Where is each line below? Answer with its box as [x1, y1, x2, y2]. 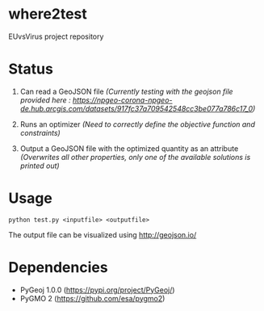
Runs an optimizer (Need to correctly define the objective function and [19, 119, 256, 129]
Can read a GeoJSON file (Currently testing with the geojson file [19, 86, 233, 96]
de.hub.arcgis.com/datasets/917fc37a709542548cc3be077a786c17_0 [19, 103, 254, 113]
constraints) [19, 128, 61, 137]
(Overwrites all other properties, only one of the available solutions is [19, 152, 251, 162]
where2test [8, 5, 87, 23]
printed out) [19, 161, 60, 170]
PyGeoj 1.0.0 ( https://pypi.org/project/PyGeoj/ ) [19, 284, 175, 295]
